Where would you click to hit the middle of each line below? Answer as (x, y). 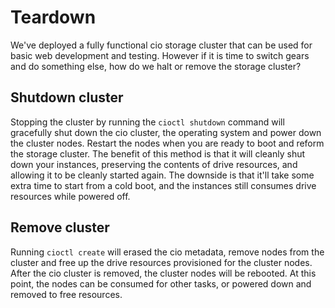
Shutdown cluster (67, 97)
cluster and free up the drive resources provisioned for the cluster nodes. (161, 262)
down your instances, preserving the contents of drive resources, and (154, 164)
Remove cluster (60, 227)
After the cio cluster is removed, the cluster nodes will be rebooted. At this (163, 273)
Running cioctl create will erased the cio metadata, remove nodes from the (167, 252)
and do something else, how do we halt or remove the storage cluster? (156, 66)
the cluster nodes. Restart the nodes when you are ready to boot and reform (167, 143)
